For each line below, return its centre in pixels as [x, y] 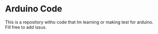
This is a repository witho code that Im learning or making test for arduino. [79, 22]
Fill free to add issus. [26, 27]
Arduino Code [34, 9]
